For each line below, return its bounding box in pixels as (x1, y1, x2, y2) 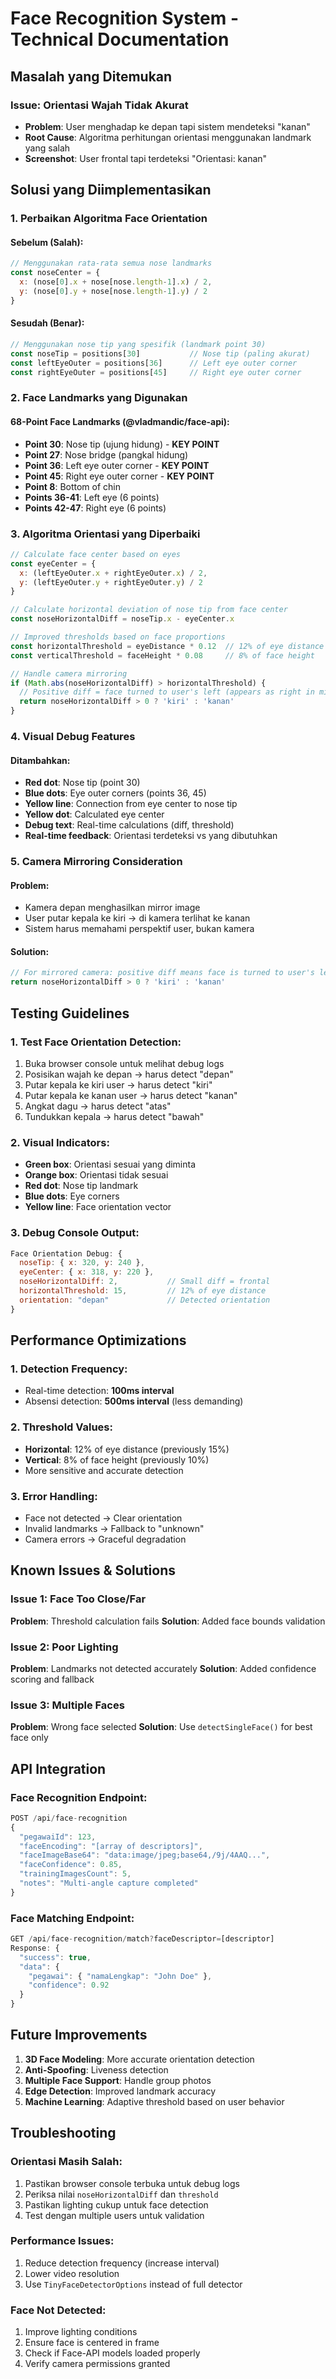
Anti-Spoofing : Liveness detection (24, 2063, 169, 2076)
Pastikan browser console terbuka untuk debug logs (24, 2177, 240, 2189)
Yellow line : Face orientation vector (24, 1201, 172, 1213)
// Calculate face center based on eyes (10, 549, 182, 559)
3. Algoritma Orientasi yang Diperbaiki (10, 527, 201, 541)
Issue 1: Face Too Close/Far (10, 1592, 147, 1606)
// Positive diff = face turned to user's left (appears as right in (19, 687, 315, 697)
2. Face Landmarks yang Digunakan (10, 391, 188, 405)
